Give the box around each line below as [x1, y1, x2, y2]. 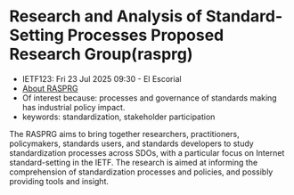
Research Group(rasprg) [9, 45, 193, 64]
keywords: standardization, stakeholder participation [21, 111, 216, 122]
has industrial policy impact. [21, 102, 126, 112]
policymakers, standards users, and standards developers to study [9, 138, 254, 149]
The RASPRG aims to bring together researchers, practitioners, [9, 128, 241, 139]
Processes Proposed [67, 25, 225, 45]
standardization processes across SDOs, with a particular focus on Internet [9, 147, 285, 158]
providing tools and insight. [9, 175, 110, 186]
